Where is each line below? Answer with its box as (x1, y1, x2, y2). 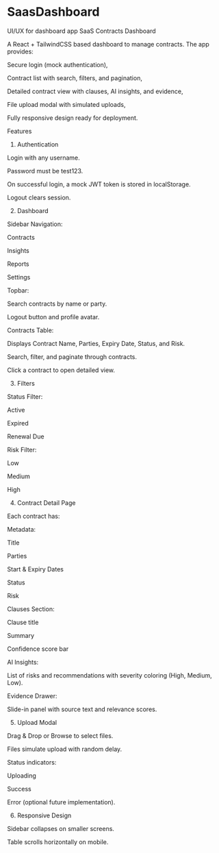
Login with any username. (7, 153, 80, 162)
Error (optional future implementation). (7, 798, 116, 806)
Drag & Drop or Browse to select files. (7, 731, 114, 740)
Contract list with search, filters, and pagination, (7, 73, 142, 82)
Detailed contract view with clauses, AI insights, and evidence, (7, 87, 183, 95)
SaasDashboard (7, 4, 100, 20)
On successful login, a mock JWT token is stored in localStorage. (7, 180, 191, 188)
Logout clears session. (7, 193, 71, 201)
